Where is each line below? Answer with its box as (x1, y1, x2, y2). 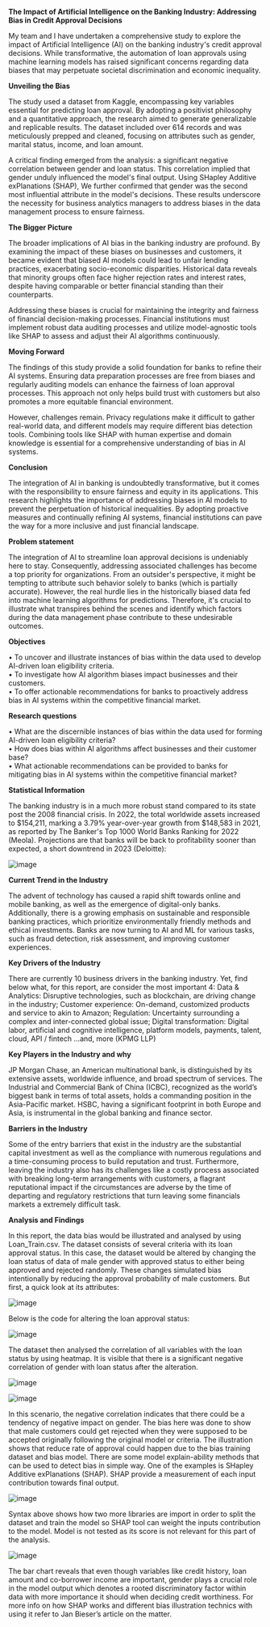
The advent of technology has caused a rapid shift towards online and (8, 891, 241, 900)
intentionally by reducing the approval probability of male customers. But (8, 1274, 250, 1283)
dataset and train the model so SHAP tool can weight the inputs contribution (8, 1518, 260, 1527)
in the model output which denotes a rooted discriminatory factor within (8, 1583, 247, 1593)
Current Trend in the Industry (8, 875, 109, 884)
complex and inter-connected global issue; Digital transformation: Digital (8, 1017, 249, 1026)
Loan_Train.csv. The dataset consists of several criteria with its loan (8, 1240, 233, 1249)
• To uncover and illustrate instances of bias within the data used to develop (8, 652, 262, 662)
